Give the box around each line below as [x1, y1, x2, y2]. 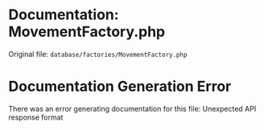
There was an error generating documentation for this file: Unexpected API [8, 104, 257, 113]
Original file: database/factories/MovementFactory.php [8, 49, 188, 59]
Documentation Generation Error [8, 78, 232, 95]
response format [8, 112, 64, 122]
